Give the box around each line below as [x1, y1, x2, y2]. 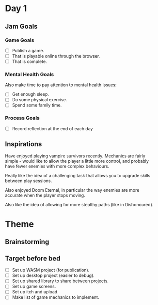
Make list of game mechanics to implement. [12, 294, 99, 300]
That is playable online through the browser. [12, 53, 100, 59]
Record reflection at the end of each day [12, 125, 93, 131]
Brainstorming [5, 238, 49, 246]
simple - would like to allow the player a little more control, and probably [5, 158, 149, 164]
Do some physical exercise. [12, 97, 67, 103]
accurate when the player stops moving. [5, 192, 86, 198]
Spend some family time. [12, 102, 62, 108]
